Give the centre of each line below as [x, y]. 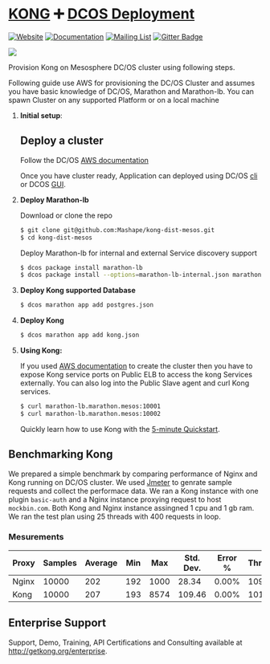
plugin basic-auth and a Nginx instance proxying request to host [115, 499]
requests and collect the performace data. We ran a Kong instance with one [133, 491]
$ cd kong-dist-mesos [56, 238]
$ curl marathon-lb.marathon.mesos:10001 [90, 406]
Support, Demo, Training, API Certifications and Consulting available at [125, 642]
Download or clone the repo [66, 215]
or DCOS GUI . [43, 184]
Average [101, 563]
